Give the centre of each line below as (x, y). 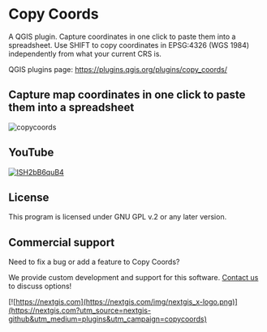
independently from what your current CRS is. (85, 53)
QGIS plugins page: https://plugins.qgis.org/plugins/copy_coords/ (118, 69)
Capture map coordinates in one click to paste (127, 95)
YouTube (31, 153)
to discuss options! (40, 286)
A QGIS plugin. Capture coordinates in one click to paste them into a (122, 36)
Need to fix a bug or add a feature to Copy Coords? (94, 262)
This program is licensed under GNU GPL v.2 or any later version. (118, 217)
